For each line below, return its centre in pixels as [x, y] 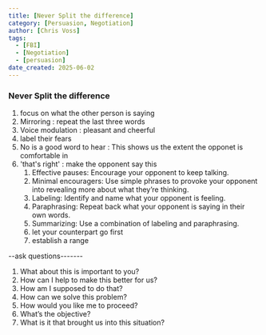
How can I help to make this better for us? [89, 280]
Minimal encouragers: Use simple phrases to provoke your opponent [145, 181]
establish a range [60, 241]
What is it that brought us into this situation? [92, 323]
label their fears [46, 139]
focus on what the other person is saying [87, 114]
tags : [17, 38]
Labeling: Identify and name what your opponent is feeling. [129, 198]
